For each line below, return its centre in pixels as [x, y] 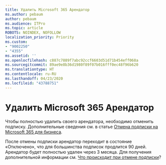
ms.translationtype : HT [30, 70]
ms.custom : [16, 42]
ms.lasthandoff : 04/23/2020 [34, 79]
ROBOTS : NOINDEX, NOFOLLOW [33, 33]
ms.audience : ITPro [25, 23]
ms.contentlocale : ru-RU [31, 74]
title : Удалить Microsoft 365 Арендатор [48, 10]
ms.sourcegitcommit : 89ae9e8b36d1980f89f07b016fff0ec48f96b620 [72, 65]
